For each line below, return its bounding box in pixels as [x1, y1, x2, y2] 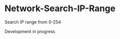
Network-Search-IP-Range [4, 3, 116, 14]
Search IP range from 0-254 [4, 19, 61, 25]
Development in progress [4, 28, 56, 34]
